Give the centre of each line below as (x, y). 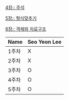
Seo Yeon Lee (44, 42)
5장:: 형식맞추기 (21, 18)
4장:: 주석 (15, 7)
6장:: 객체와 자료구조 (26, 29)
